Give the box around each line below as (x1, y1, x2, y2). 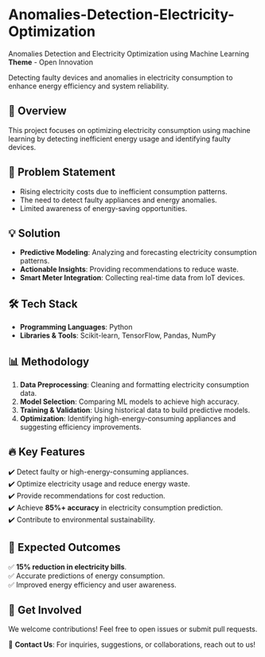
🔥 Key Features (8, 445, 86, 459)
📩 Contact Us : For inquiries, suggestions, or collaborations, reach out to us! (8, 639, 256, 650)
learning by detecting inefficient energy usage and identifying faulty (8, 134, 231, 143)
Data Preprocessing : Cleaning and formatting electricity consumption (19, 380, 249, 389)
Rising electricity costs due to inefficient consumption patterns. (19, 186, 228, 196)
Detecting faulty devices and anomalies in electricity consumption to (8, 72, 233, 82)
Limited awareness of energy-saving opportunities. (19, 203, 188, 213)
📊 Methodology (8, 354, 90, 368)
